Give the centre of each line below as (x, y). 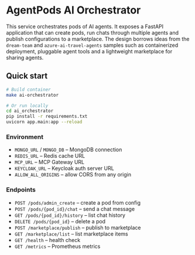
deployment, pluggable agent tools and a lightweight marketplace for (89, 51)
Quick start (27, 76)
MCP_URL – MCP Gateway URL (49, 162)
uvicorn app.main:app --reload (44, 122)
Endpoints (21, 190)
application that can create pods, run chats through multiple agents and (93, 32)
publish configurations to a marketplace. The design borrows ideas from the (98, 39)
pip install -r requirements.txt (47, 117)
